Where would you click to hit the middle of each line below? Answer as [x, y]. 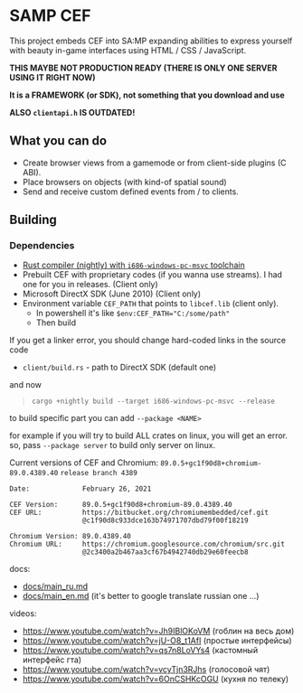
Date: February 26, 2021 [80, 489]
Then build [56, 323]
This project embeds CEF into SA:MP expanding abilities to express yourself [151, 41]
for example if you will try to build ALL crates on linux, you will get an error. [148, 435]
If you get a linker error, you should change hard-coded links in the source [148, 341]
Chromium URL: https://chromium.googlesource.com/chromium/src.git [147, 544]
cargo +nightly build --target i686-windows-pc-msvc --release [153, 402]
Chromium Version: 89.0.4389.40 [70, 537]
